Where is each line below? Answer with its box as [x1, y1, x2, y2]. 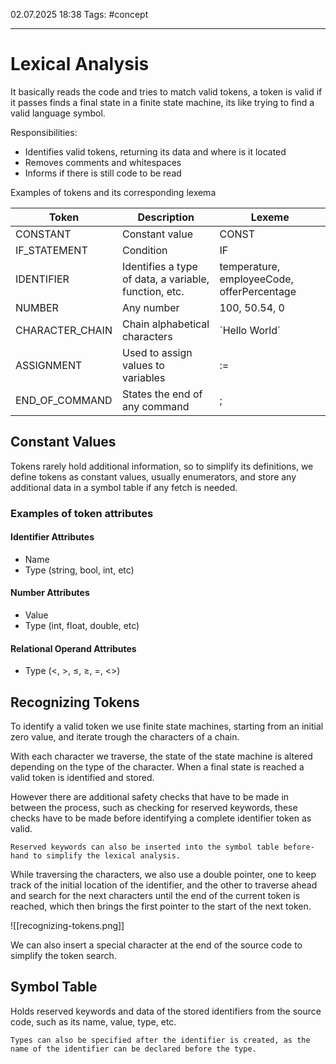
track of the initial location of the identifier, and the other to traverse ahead [10, 879, 318, 891]
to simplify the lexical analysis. [32, 851, 182, 861]
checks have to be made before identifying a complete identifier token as [10, 812, 312, 824]
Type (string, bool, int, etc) [24, 564, 135, 576]
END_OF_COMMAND [15, 393, 113, 407]
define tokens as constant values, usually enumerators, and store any [10, 470, 297, 483]
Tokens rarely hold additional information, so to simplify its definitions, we [10, 460, 314, 472]
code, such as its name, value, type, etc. [10, 1015, 177, 1028]
